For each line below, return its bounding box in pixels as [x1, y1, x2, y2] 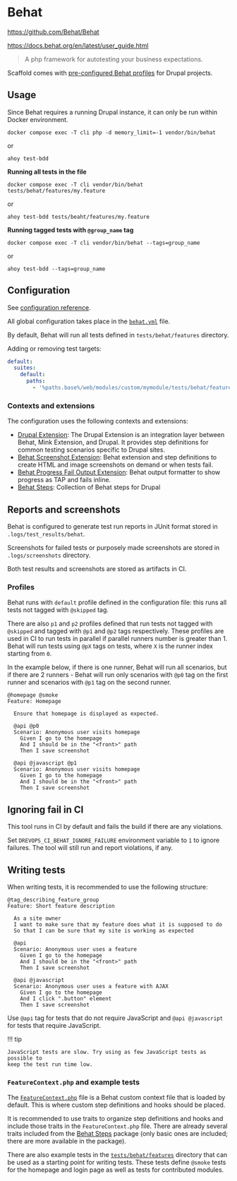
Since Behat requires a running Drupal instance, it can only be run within [7, 107, 218, 116]
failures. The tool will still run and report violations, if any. [7, 844, 174, 852]
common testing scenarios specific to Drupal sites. [17, 445, 166, 454]
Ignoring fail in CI [7, 803, 84, 815]
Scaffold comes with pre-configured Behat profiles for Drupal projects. [7, 68, 213, 77]
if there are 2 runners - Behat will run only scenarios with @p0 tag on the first [7, 671, 229, 679]
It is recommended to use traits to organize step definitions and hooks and [7, 1115, 224, 1123]
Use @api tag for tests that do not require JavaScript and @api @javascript [7, 1014, 224, 1022]
